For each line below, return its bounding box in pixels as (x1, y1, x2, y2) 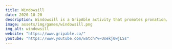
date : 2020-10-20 (5, 12, 42, 17)
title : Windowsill (5, 7, 45, 13)
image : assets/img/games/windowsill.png (5, 21, 93, 27)
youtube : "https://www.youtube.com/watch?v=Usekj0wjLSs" (5, 36, 130, 41)
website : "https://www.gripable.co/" (5, 31, 86, 36)
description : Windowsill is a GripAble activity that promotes (5, 17, 143, 22)
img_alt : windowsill (5, 27, 50, 32)
